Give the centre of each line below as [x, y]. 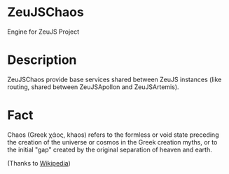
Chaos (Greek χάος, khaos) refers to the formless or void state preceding [113, 135]
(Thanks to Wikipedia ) [39, 163]
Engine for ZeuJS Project [43, 32]
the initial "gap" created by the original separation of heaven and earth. [110, 149]
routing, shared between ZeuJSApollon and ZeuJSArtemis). [93, 87]
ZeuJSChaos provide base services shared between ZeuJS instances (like [114, 79]
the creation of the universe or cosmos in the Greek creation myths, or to [112, 142]
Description [42, 60]
